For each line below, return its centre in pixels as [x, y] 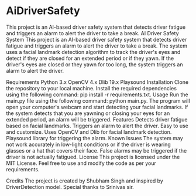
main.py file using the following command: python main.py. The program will [98, 100]
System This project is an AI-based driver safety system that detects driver [97, 39]
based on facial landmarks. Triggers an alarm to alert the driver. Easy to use [97, 126]
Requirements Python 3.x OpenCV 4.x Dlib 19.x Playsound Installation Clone [97, 82]
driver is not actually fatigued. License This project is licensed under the [93, 157]
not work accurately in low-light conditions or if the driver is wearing [88, 144]
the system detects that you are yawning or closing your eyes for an [88, 113]
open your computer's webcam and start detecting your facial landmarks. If [97, 107]
